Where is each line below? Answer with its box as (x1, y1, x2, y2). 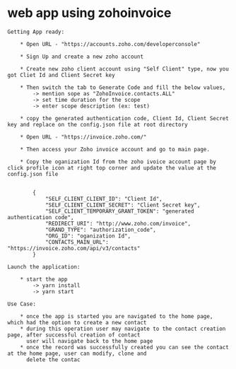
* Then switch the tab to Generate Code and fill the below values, (20, 83, 226, 91)
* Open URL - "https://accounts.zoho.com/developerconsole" (20, 40, 201, 47)
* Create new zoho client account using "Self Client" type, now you (20, 65, 230, 72)
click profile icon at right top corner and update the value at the (7, 164, 217, 171)
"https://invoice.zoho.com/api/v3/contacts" (7, 245, 141, 252)
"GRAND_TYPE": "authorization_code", (45, 226, 157, 233)
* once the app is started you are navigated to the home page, (20, 312, 213, 320)
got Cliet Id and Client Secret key (7, 71, 115, 78)
